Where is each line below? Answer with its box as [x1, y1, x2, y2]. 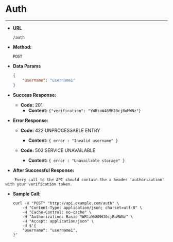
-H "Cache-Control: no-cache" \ [22, 210, 92, 215]
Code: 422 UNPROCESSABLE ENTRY [20, 127, 100, 133]
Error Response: [12, 117, 49, 124]
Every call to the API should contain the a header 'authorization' [14, 177, 165, 182]
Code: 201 [20, 101, 43, 108]
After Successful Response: [12, 167, 75, 173]
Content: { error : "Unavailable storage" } [28, 157, 125, 163]
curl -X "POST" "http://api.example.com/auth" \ [12, 200, 119, 206]
